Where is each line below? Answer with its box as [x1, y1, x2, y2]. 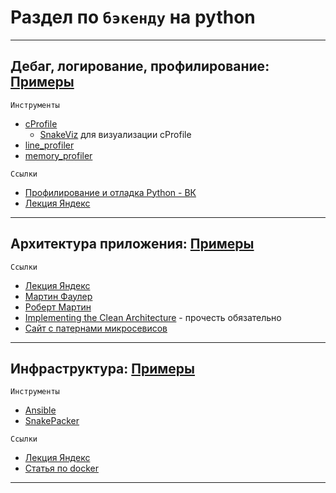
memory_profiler [24, 149, 93, 161]
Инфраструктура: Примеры [10, 360, 196, 377]
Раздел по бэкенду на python [10, 6, 256, 29]
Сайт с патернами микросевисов [24, 322, 168, 334]
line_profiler [24, 139, 75, 151]
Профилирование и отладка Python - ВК [24, 186, 197, 198]
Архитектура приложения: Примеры [10, 236, 255, 253]
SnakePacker [24, 415, 80, 427]
